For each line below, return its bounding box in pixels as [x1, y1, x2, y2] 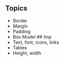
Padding [12, 28, 31, 35]
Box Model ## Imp [12, 34, 52, 40]
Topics [5, 4, 28, 13]
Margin [12, 23, 28, 29]
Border [12, 17, 28, 23]
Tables [12, 44, 27, 50]
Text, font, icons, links [12, 39, 59, 45]
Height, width [12, 50, 41, 56]
